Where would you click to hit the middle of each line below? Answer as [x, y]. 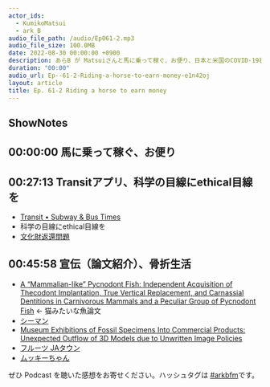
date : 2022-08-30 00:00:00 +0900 [64, 53]
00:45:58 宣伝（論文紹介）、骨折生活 [100, 265]
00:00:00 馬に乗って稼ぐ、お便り [92, 152]
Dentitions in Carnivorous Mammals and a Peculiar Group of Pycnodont [138, 301]
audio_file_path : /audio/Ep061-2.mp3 [72, 38]
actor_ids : [27, 16]
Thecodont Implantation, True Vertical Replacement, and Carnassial [132, 292]
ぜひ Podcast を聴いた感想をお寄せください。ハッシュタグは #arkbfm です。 [134, 375]
